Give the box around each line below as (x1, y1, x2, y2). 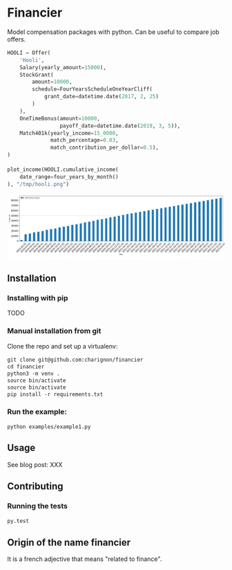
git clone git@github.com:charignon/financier (7, 356, 144, 363)
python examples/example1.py (7, 423, 91, 430)
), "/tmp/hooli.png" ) (7, 181, 70, 187)
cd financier (7, 363, 45, 370)
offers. (7, 35, 26, 43)
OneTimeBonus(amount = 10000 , (19, 115, 100, 122)
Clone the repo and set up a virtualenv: (7, 342, 118, 350)
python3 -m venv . (7, 370, 60, 377)
